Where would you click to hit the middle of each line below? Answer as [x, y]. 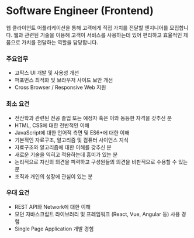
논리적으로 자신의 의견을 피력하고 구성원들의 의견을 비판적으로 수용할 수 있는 [101, 161]
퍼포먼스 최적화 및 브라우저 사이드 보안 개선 [64, 80]
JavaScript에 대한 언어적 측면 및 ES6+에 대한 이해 [72, 132]
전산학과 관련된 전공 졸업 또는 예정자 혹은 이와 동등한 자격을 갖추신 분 [93, 118]
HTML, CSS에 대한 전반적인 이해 [52, 125]
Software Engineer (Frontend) [80, 11]
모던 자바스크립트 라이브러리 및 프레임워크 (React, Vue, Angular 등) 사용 [97, 214]
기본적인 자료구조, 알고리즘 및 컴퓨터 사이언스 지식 [71, 140]
